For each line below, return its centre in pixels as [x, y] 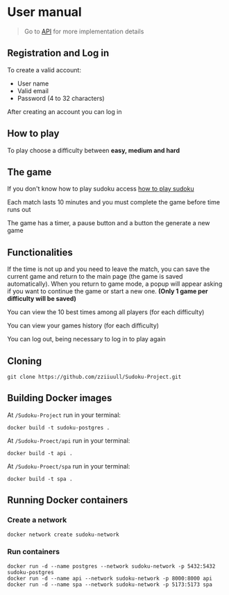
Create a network [37, 520]
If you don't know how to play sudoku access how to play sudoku [101, 189]
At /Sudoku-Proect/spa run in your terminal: [69, 466]
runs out [19, 210]
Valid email [33, 90]
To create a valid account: [44, 70]
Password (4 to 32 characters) [61, 98]
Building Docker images [60, 398]
